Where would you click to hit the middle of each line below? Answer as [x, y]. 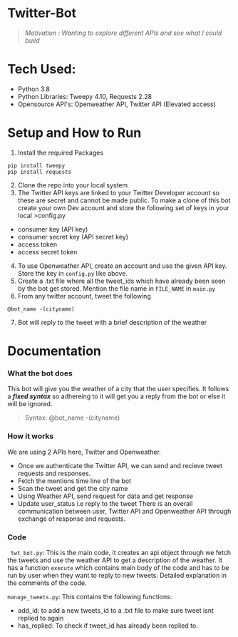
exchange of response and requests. [72, 519]
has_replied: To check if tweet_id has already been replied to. [108, 626]
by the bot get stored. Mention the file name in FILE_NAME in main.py [117, 288]
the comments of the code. [47, 583]
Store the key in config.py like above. [73, 273]
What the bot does [40, 373]
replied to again [41, 618]
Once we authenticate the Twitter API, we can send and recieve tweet [120, 465]
